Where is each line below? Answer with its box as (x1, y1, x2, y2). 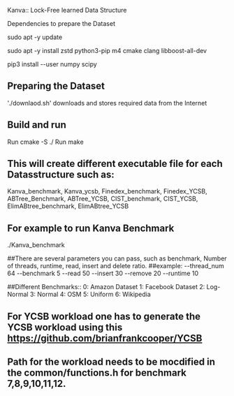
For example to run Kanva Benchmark (7, 222, 175, 234)
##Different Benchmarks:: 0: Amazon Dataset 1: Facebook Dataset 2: (7, 283, 205, 291)
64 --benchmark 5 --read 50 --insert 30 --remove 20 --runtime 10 (7, 269, 199, 278)
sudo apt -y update (7, 33, 63, 41)
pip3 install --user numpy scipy (7, 60, 98, 68)
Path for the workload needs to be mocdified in (7, 356, 215, 368)
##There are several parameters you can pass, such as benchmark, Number (7, 254, 227, 263)
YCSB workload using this (7, 321, 123, 333)
